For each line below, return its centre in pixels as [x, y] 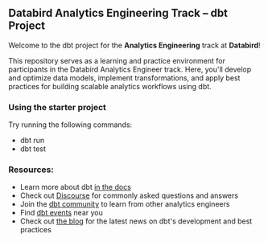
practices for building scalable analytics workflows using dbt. [110, 86]
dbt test [33, 149]
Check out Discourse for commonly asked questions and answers [129, 195]
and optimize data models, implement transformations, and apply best [124, 78]
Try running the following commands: [70, 125]
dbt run [32, 141]
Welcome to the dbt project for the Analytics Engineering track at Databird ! [134, 45]
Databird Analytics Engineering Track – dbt [118, 13]
